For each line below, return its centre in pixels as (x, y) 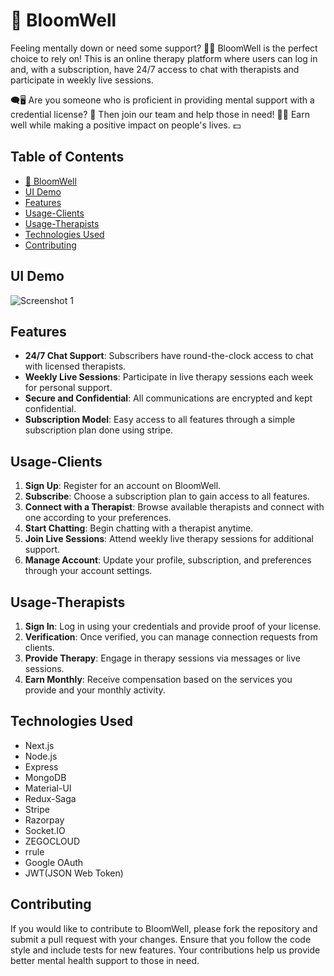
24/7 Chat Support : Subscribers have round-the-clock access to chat (169, 356)
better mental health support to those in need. (105, 960)
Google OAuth (54, 862)
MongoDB (45, 777)
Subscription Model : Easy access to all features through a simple (160, 420)
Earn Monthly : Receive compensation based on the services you (158, 679)
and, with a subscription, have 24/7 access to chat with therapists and (155, 69)
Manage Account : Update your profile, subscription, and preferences (168, 560)
